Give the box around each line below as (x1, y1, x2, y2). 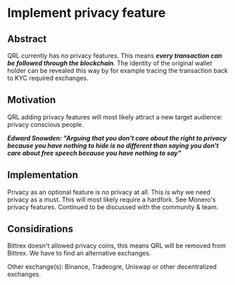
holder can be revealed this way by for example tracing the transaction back (7, 67, 229, 74)
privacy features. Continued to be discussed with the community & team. (7, 202, 219, 211)
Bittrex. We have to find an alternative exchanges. (7, 249, 151, 258)
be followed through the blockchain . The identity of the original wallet (7, 59, 212, 67)
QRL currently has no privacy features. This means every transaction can (7, 51, 223, 60)
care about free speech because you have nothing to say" (7, 149, 182, 157)
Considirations (7, 223, 74, 235)
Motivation (7, 94, 56, 106)
